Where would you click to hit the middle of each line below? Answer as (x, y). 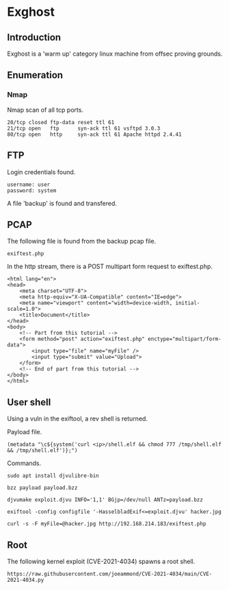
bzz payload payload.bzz (42, 488)
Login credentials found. (41, 172)
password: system (32, 190)
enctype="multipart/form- (185, 339)
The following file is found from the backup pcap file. (82, 241)
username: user (29, 185)
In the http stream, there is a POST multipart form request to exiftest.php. (110, 267)
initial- (188, 303)
